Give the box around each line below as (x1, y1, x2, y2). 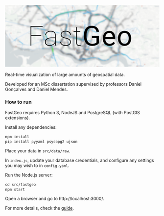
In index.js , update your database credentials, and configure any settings (5, 157, 154, 164)
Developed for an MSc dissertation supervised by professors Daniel (5, 81, 142, 87)
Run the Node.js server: (5, 172, 53, 178)
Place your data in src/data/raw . (5, 148, 70, 154)
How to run (5, 98, 32, 105)
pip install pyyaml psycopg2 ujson (5, 140, 78, 144)
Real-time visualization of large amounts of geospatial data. (5, 72, 125, 77)
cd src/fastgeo (5, 182, 36, 187)
